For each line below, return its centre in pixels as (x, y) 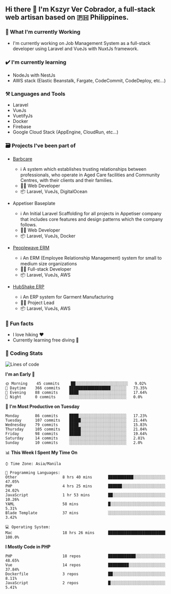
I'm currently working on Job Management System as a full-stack (81, 43)
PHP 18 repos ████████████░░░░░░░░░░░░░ (86, 556)
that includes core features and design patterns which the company (92, 219)
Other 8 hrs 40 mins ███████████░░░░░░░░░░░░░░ (86, 477)
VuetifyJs (23, 116)
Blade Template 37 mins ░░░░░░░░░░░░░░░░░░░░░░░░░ (86, 513)
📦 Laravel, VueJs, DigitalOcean (54, 191)
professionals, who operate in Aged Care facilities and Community (90, 175)
